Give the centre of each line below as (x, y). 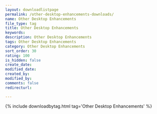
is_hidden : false (23, 60)
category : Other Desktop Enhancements (45, 46)
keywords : (15, 33)
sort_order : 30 (21, 51)
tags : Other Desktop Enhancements (41, 42)
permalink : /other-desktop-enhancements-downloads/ (59, 14)
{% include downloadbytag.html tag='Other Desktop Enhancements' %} (79, 106)
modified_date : (21, 70)
